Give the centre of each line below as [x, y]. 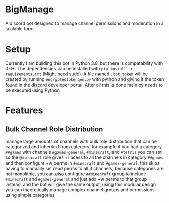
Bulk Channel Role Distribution [54, 129]
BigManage [30, 9]
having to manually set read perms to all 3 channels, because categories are [84, 168]
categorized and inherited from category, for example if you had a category [84, 147]
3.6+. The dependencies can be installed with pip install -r [69, 68]
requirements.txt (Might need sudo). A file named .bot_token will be [77, 74]
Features [24, 111]
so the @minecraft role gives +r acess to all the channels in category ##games [84, 157]
